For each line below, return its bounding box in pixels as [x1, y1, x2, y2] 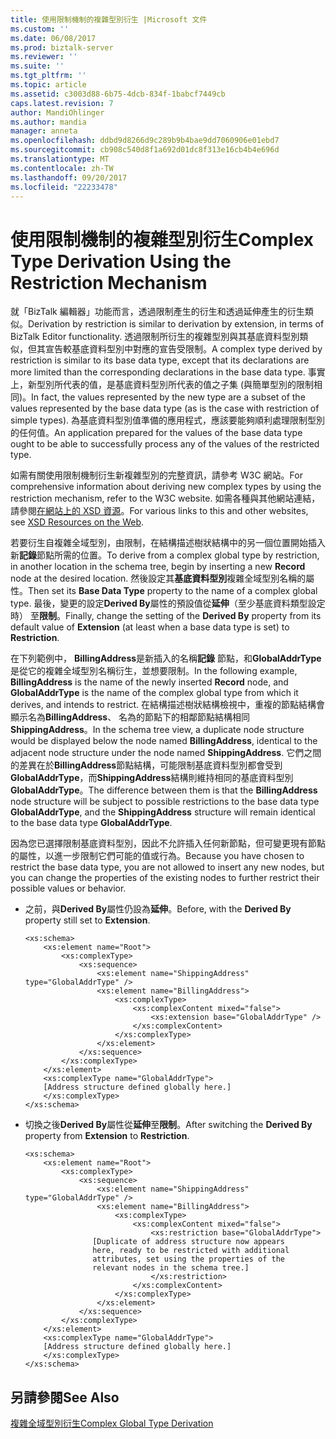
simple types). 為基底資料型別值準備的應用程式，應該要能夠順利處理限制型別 [10, 414, 326, 426]
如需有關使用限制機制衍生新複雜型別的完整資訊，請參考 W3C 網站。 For [10, 469, 303, 481]
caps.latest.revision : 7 [10, 98, 114, 108]
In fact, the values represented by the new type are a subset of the [31, 391, 306, 403]
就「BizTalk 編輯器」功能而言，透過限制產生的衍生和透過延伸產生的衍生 [10, 306, 305, 318]
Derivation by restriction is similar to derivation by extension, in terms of [28, 318, 325, 330]
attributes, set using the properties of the [92, 1254, 286, 1265]
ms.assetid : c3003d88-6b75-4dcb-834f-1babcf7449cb [10, 89, 226, 99]
